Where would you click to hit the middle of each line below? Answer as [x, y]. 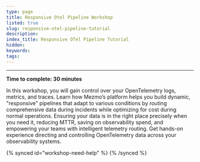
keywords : [18, 51]
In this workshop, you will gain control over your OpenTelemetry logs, [91, 90]
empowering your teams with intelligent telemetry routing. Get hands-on [95, 129]
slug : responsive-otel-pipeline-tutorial [58, 28]
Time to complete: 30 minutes [44, 79]
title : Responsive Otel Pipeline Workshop [60, 17]
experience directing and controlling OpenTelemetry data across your [91, 135]
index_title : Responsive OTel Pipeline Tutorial [68, 39]
